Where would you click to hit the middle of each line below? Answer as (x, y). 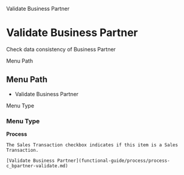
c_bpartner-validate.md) (37, 166)
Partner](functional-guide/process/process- (114, 161)
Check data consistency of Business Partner (61, 49)
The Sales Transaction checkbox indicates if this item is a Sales (92, 145)
